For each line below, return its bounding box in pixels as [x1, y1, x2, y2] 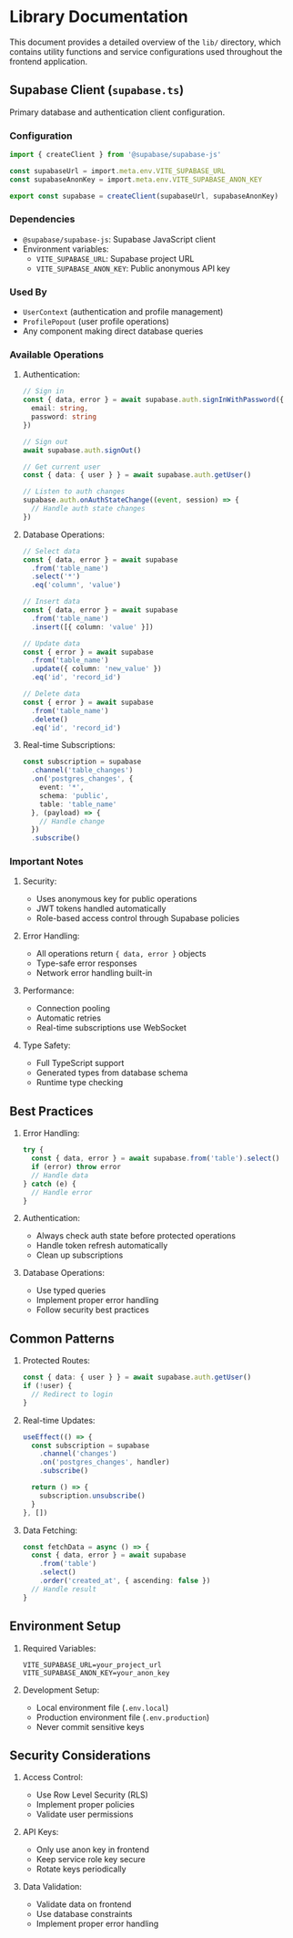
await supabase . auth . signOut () [22, 445, 142, 455]
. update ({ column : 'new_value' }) [31, 664, 162, 674]
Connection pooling [35, 1003, 111, 1014]
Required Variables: [22, 1643, 96, 1653]
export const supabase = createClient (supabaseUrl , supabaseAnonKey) [9, 192, 279, 201]
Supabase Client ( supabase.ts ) [9, 82, 185, 98]
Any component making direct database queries [22, 326, 204, 337]
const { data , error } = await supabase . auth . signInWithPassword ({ [22, 395, 285, 405]
